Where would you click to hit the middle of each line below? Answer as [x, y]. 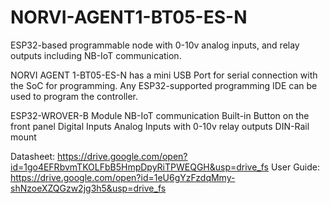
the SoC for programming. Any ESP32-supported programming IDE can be [164, 85]
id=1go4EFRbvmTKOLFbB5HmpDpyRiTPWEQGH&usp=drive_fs [140, 167]
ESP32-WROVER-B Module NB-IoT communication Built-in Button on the [160, 115]
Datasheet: [33, 156]
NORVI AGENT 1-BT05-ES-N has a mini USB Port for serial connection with [164, 75]
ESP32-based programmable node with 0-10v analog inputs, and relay [155, 45]
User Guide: [295, 167]
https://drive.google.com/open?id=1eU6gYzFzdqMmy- [123, 177]
